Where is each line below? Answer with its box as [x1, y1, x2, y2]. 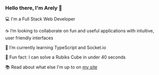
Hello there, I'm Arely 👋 [5, 4, 62, 11]
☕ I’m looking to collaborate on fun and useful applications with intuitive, [5, 28, 154, 34]
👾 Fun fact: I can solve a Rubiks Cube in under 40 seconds [5, 54, 126, 60]
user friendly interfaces [5, 35, 53, 41]
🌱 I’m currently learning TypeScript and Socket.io [5, 45, 106, 51]
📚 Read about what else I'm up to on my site [5, 64, 97, 70]
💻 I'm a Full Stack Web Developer [5, 16, 75, 22]
